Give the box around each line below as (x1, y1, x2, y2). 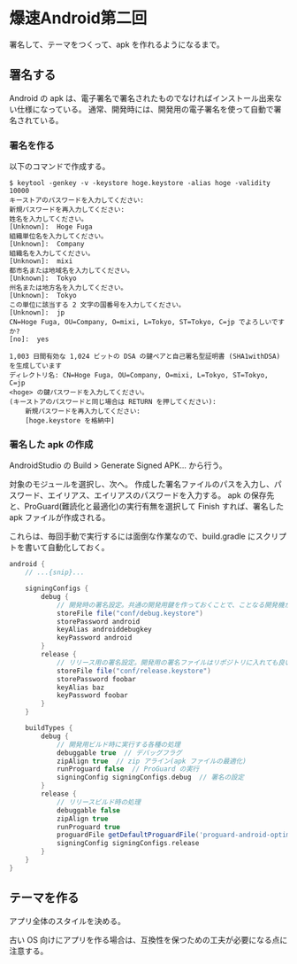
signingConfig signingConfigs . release (56, 839, 200, 848)
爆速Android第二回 (9, 8, 148, 28)
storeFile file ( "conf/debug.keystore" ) (56, 609, 203, 618)
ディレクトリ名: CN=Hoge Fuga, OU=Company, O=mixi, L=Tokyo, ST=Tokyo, (9, 371, 269, 380)
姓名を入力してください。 (9, 214, 88, 224)
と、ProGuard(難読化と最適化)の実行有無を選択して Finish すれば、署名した (9, 501, 285, 512)
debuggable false (56, 805, 121, 815)
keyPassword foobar (56, 691, 128, 700)
